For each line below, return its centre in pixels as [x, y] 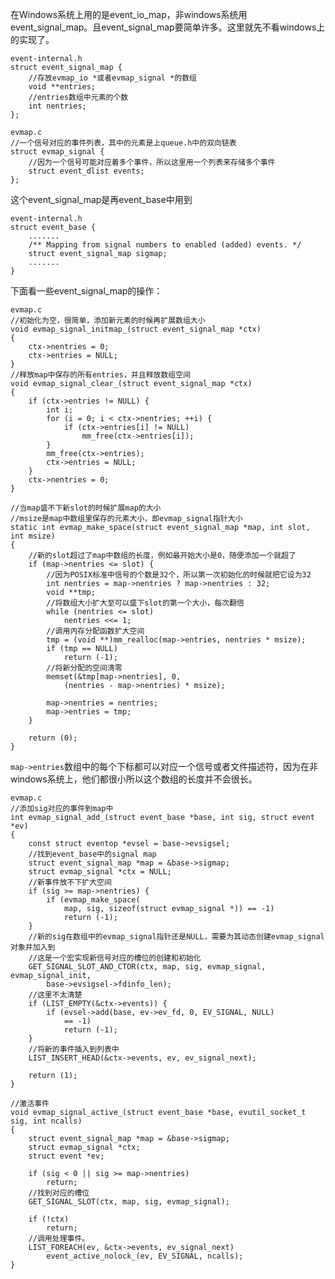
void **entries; [62, 87]
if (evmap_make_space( [93, 900]
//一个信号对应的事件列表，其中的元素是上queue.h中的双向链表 [123, 143]
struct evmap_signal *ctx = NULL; [100, 872]
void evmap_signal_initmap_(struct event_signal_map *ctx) [136, 329]
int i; [60, 410]
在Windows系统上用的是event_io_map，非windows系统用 [129, 14]
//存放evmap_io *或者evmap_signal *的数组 [113, 78]
